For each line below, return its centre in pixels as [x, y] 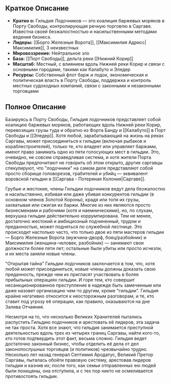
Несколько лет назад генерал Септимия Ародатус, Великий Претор [79, 354]
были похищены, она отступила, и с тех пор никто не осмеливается [79, 371]
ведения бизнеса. [32, 37]
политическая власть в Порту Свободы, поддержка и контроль [82, 80]
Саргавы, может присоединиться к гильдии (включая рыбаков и [76, 141]
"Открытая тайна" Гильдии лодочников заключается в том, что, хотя [80, 263]
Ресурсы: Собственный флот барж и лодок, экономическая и [80, 75]
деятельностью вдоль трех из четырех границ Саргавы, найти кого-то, [83, 333]
